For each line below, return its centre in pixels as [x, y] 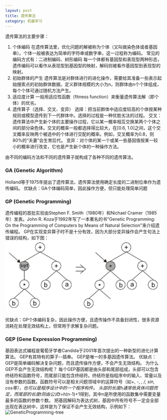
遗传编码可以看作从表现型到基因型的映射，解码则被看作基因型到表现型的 [86, 66]
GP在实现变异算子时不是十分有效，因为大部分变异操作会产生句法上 [92, 231]
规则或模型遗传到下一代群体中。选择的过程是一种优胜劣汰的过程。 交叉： [87, 116]
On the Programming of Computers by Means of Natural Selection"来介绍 [80, 225]
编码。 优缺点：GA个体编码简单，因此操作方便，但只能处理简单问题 [78, 188]
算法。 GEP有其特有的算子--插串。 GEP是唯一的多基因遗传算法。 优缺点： [81, 357]
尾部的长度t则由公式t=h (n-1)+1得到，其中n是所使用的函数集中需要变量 [89, 394]
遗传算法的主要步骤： [27, 36]
